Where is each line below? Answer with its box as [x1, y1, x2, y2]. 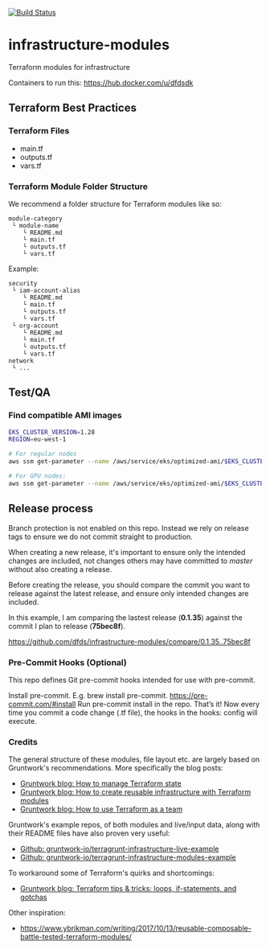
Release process [8, 502, 94, 516]
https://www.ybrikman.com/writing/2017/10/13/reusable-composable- [19, 923, 252, 933]
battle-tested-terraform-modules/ [19, 932, 133, 942]
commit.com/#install [8, 699, 76, 709]
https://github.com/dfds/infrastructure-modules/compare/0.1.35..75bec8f [8, 636, 252, 647]
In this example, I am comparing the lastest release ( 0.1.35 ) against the [8, 612, 243, 622]
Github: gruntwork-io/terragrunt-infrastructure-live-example [19, 844, 219, 854]
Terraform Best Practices [8, 101, 137, 115]
